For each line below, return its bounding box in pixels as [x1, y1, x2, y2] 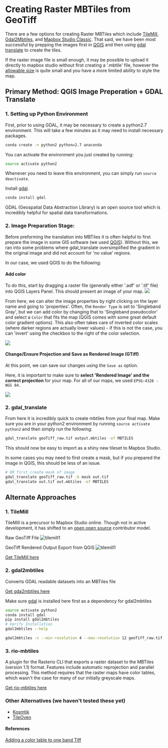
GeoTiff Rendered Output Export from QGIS [5, 544, 95, 550]
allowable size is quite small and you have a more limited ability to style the [5, 67, 160, 74]
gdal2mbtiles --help [5, 627, 49, 632]
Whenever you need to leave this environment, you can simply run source [5, 170, 157, 176]
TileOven [12, 714, 32, 720]
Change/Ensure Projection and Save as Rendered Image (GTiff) [5, 351, 139, 357]
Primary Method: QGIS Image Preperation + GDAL [5, 87, 163, 96]
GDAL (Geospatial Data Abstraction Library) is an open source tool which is [5, 204, 160, 210]
